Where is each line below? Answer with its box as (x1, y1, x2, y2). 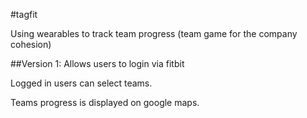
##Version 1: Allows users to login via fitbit (10, 58, 185, 69)
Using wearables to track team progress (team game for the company (10, 28, 298, 39)
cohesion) (10, 39, 52, 50)
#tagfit (10, 9, 38, 20)
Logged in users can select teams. (10, 77, 153, 89)
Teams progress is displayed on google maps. (10, 97, 200, 108)
